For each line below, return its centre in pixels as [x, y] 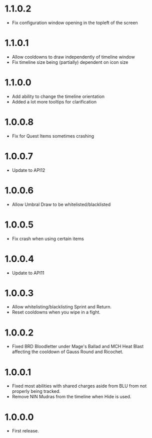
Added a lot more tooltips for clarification [54, 101]
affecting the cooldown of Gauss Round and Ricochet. [67, 352]
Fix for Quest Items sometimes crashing [53, 136]
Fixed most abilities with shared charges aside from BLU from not [79, 386]
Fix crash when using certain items [48, 239]
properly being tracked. [36, 391]
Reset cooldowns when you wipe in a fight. [56, 312]
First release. [25, 431]
